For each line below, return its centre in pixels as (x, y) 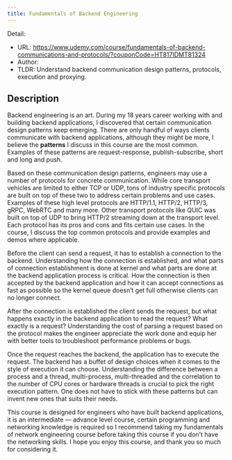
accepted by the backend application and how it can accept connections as (115, 283)
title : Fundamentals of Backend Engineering (73, 14)
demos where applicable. (43, 240)
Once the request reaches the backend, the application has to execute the (113, 354)
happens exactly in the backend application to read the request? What (108, 319)
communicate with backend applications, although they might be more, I (110, 137)
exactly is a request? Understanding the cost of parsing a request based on (115, 326)
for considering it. (33, 450)
